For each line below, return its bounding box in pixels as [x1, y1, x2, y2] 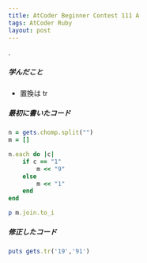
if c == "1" [22, 158, 62, 166]
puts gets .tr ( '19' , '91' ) [8, 247, 90, 256]
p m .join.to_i [8, 209, 55, 217]
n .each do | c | [8, 151, 55, 158]
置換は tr [19, 89, 48, 98]
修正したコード [8, 227, 57, 236]
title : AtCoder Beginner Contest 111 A [8, 11, 140, 20]
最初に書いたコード [8, 108, 71, 117]
